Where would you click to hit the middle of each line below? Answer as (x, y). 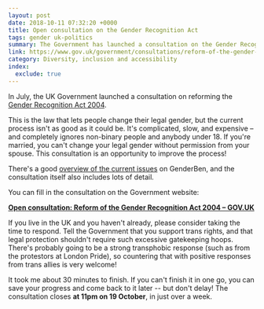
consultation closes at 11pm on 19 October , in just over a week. (110, 296)
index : (19, 67)
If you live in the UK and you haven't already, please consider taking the (125, 223)
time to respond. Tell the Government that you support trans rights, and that (130, 231)
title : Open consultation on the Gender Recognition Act (103, 30)
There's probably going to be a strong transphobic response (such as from (129, 248)
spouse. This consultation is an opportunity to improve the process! (117, 153)
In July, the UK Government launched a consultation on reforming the (121, 96)
